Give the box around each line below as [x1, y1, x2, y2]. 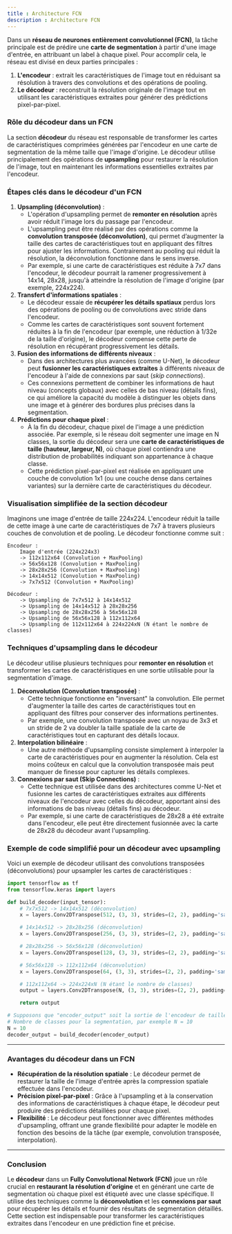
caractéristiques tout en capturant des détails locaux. [27, 731, 180, 739]
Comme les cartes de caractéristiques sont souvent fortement [27, 320, 204, 329]
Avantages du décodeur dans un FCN [7, 1054, 135, 1063]
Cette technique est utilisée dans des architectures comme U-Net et [27, 782, 222, 791]
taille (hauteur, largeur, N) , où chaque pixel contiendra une [27, 445, 196, 453]
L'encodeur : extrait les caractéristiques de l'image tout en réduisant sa [17, 70, 221, 79]
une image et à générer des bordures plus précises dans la [27, 401, 195, 409]
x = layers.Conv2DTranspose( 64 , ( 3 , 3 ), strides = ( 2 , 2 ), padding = [19, 968, 215, 975]
